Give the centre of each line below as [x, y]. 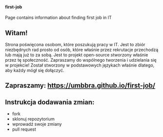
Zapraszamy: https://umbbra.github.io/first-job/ [80, 86]
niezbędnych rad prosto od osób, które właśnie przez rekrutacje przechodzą [82, 50]
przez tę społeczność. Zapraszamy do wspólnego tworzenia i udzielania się [81, 60]
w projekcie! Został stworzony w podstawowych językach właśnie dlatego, [80, 65]
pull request [24, 129]
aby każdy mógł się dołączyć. [35, 70]
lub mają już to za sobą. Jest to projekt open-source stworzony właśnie [77, 55]
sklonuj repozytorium [33, 119]
